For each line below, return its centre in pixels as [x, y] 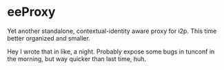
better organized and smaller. [49, 38]
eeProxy [31, 12]
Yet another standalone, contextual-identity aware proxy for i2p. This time [112, 31]
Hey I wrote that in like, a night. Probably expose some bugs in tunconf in [111, 51]
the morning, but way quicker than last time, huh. [77, 58]
